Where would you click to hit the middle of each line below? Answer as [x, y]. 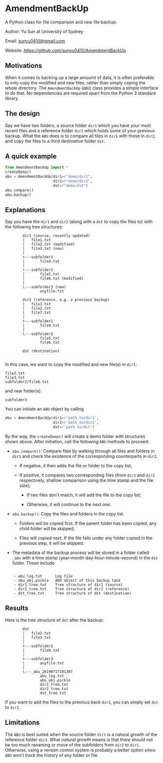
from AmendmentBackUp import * [37, 167]
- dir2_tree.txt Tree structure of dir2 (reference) [72, 589]
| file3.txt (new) [43, 249]
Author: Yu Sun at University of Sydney [44, 31]
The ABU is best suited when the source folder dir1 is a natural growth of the [81, 734]
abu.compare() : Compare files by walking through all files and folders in [83, 451]
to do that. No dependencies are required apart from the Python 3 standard [81, 93]
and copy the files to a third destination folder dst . [55, 141]
